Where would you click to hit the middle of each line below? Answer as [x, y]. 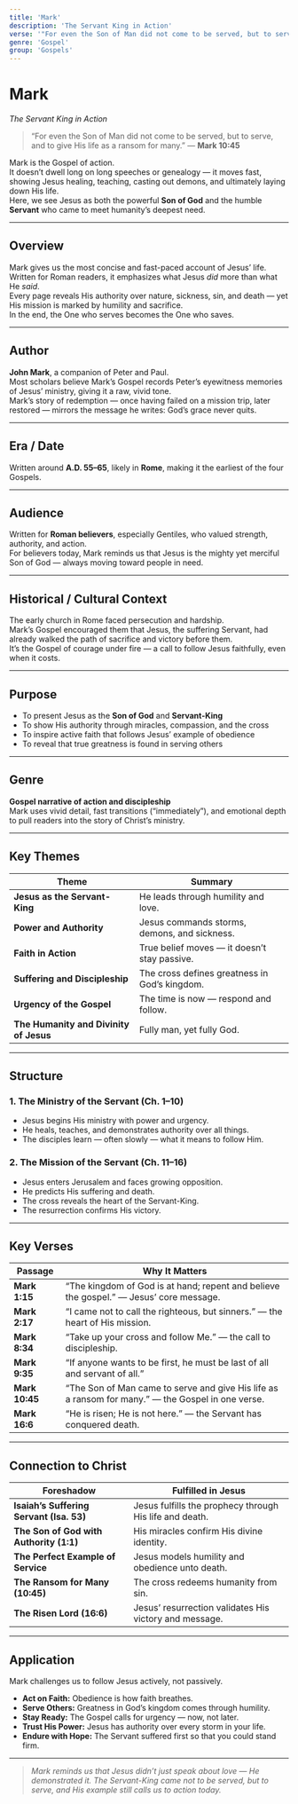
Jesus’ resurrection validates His [201, 1608]
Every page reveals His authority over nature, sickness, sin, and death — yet [149, 295]
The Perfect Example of [65, 1556]
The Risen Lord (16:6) [61, 1613]
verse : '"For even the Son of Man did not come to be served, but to [141, 34]
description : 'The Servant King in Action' [91, 26]
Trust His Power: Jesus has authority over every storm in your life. [144, 1726]
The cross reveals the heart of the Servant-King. [110, 1201]
